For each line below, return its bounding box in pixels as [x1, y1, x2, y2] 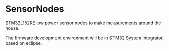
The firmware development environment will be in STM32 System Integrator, [5, 35, 164, 41]
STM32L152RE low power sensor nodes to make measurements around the [5, 20, 161, 26]
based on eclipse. [5, 40, 42, 46]
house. [5, 25, 20, 31]
